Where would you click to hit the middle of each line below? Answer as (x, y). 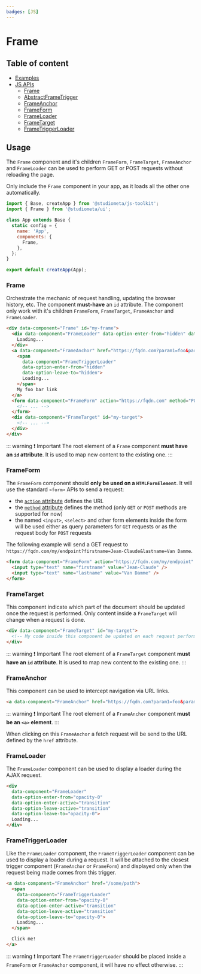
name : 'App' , (33, 231)
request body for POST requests (53, 533)
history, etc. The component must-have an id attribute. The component (95, 305)
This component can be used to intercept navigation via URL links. (88, 691)
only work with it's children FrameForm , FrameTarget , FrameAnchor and (90, 311)
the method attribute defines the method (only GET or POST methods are (101, 507)
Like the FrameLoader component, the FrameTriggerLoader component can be (100, 854)
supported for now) (39, 514)
